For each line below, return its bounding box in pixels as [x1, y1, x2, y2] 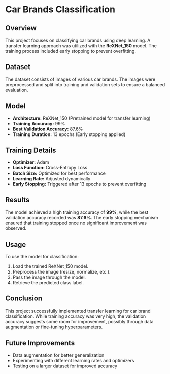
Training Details [5, 146, 56, 155]
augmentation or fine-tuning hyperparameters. [5, 324, 103, 330]
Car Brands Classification [5, 4, 116, 15]
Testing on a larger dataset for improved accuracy [12, 363, 118, 369]
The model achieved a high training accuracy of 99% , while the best [5, 209, 149, 215]
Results [5, 195, 30, 204]
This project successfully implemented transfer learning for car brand [5, 308, 151, 314]
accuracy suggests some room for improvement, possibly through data [5, 318, 154, 324]
